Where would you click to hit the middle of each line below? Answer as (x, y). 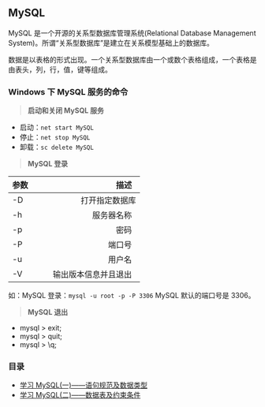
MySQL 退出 (48, 312)
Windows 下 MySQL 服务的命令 (68, 91)
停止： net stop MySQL (55, 137)
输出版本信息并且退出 (92, 274)
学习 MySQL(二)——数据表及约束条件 (80, 395)
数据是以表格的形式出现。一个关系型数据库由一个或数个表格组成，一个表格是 (132, 59)
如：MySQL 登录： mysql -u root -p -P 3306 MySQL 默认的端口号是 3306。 (132, 296)
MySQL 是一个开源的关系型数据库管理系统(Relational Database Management (132, 33)
